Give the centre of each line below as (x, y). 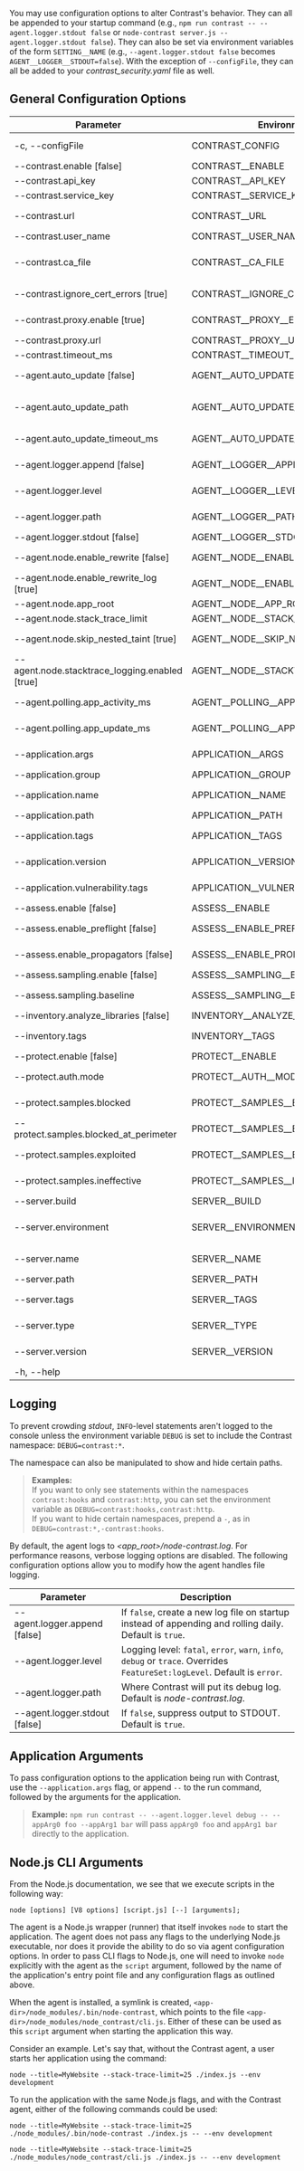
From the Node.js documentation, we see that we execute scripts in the (142, 1884)
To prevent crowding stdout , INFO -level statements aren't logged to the (141, 1425)
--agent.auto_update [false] (75, 375)
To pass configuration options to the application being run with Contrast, (145, 1778)
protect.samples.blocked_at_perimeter (95, 1134)
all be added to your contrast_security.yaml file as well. (112, 71)
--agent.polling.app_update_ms (82, 728)
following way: (36, 1894)
